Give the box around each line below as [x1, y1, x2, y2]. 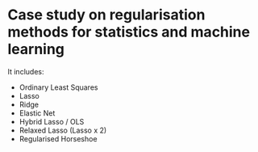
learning [7, 40, 65, 58]
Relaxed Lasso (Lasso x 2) [19, 125, 107, 135]
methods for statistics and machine [7, 23, 251, 41]
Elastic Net [19, 108, 56, 118]
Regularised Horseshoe [19, 133, 98, 143]
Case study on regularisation [7, 6, 206, 24]
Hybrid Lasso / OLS [19, 116, 85, 126]
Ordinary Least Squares [19, 82, 98, 92]
